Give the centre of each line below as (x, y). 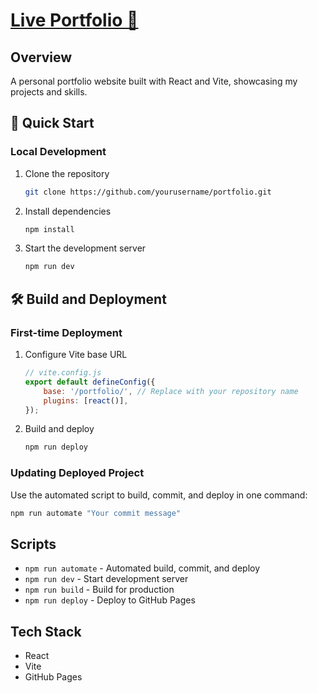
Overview (41, 57)
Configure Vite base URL (76, 354)
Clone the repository (67, 173)
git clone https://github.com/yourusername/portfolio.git (148, 192)
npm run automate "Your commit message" (96, 513)
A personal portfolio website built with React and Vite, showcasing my (154, 81)
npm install (49, 229)
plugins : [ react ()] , (86, 400)
